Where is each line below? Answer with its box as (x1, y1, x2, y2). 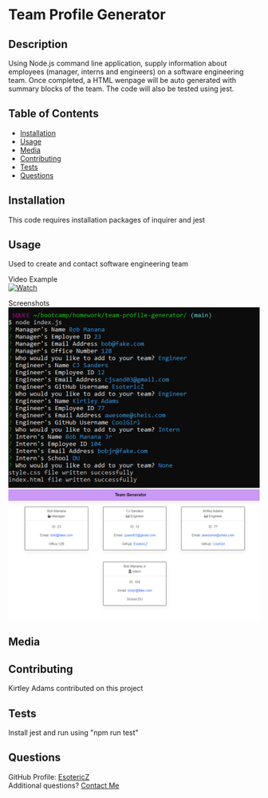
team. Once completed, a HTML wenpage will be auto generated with (8, 76, 237, 85)
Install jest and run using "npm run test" (8, 728, 139, 737)
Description (8, 38, 68, 51)
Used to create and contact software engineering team (8, 259, 189, 269)
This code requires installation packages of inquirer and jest (8, 215, 206, 224)
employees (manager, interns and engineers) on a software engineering (8, 67, 244, 77)
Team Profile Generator (8, 6, 166, 24)
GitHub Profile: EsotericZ (8, 772, 90, 781)
